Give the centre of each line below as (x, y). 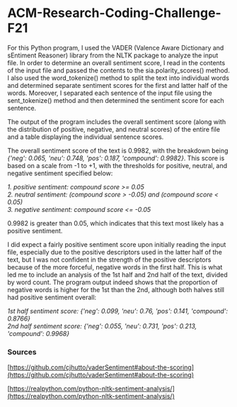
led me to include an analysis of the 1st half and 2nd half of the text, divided (117, 274)
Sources (22, 352)
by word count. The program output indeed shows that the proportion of (112, 282)
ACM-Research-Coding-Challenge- (114, 13)
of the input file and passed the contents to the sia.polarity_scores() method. (118, 70)
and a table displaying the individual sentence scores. (86, 137)
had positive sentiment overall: (52, 297)
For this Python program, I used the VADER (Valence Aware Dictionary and (116, 48)
